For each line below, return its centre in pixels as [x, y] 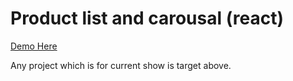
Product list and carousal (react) [147, 18]
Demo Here [34, 46]
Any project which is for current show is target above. [121, 65]
